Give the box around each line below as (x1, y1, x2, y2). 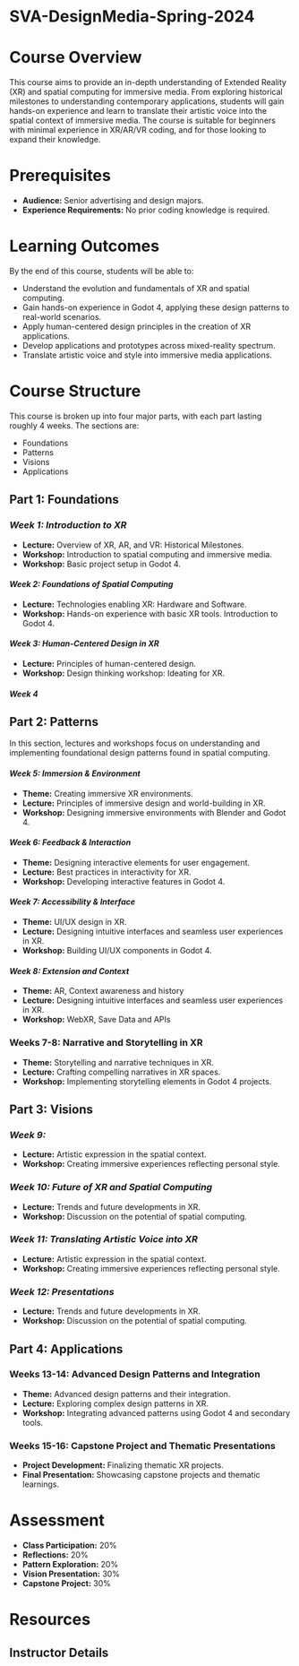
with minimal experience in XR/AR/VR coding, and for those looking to (9, 125, 267, 135)
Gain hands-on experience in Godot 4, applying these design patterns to (21, 302, 290, 313)
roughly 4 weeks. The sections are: (9, 419, 140, 431)
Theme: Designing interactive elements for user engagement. (21, 857, 251, 868)
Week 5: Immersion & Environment (9, 768, 141, 779)
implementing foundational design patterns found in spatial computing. (9, 747, 270, 758)
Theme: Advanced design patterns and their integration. (21, 1388, 231, 1399)
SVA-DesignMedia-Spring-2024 (9, 6, 255, 27)
